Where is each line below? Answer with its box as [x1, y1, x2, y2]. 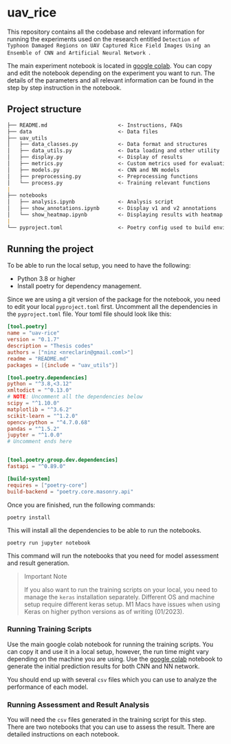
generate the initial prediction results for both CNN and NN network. [7, 662, 200, 670]
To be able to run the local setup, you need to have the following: [7, 262, 191, 270]
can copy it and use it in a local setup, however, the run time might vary [7, 647, 210, 655]
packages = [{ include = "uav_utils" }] [7, 361, 118, 369]
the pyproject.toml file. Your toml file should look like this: [7, 310, 172, 318]
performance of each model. [7, 683, 89, 691]
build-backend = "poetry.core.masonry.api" [7, 488, 134, 495]
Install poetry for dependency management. [16, 282, 142, 290]
